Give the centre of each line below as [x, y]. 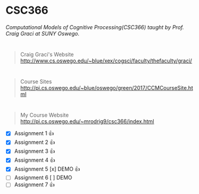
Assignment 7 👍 [34, 184]
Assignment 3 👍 [35, 151]
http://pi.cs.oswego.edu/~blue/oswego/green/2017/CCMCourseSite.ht [106, 88]
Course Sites [36, 82]
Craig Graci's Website [47, 54]
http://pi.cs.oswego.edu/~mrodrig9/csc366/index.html [87, 121]
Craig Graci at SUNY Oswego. [43, 33]
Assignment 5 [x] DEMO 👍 [47, 169]
